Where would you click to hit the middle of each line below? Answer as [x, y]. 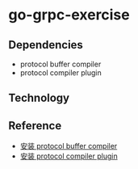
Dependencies [46, 45]
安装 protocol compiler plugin [69, 156]
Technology [39, 98]
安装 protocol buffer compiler [69, 146]
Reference [35, 126]
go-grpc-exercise [69, 15]
